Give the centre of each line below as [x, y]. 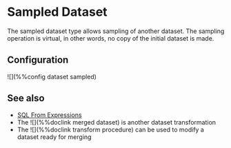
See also [26, 98]
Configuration [38, 60]
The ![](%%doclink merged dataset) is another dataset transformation [116, 122]
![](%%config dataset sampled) [52, 76]
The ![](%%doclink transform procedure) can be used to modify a [111, 129]
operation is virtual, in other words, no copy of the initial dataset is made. [111, 38]
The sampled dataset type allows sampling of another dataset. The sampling [116, 31]
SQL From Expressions [49, 115]
